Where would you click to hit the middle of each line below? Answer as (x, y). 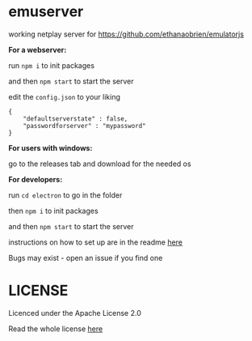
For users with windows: (50, 147)
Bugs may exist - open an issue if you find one (86, 258)
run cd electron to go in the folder (65, 195)
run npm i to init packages (52, 65)
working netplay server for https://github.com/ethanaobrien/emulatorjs (126, 34)
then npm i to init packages (53, 211)
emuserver (46, 12)
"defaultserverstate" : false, (76, 119)
